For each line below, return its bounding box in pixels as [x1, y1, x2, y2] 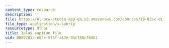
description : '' [5, 12, 39, 17]
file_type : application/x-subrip [5, 21, 75, 26]
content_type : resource [5, 7, 55, 12]
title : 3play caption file [5, 30, 62, 35]
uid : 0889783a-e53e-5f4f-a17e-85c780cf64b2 [5, 35, 98, 40]
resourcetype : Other [5, 26, 49, 31]
